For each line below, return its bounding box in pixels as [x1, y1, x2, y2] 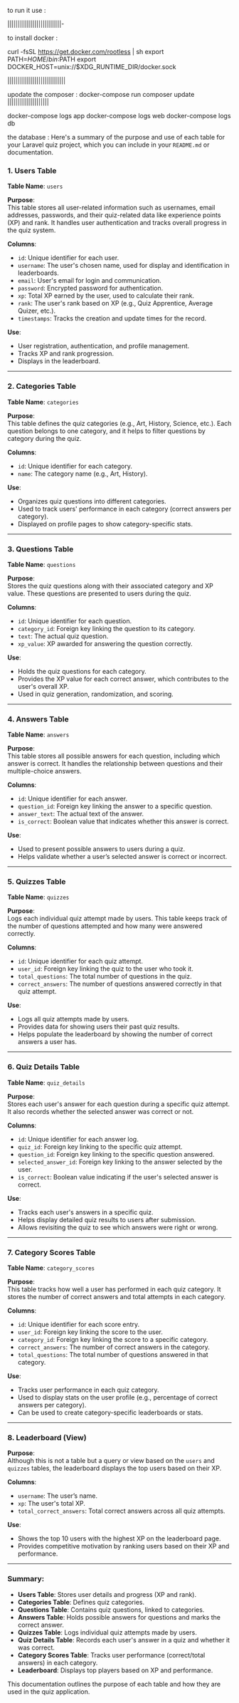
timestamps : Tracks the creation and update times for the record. [17, 314, 207, 323]
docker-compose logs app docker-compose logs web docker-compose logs [7, 112, 231, 120]
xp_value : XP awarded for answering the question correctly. [17, 639, 193, 647]
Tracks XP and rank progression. [17, 349, 114, 358]
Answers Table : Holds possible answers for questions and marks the [17, 1613, 221, 1621]
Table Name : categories [7, 397, 80, 406]
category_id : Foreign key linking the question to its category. [17, 624, 196, 632]
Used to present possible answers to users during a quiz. [17, 845, 186, 853]
